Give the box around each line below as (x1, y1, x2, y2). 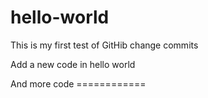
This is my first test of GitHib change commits (10, 39, 199, 51)
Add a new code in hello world (10, 58, 136, 70)
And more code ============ (10, 77, 147, 90)
